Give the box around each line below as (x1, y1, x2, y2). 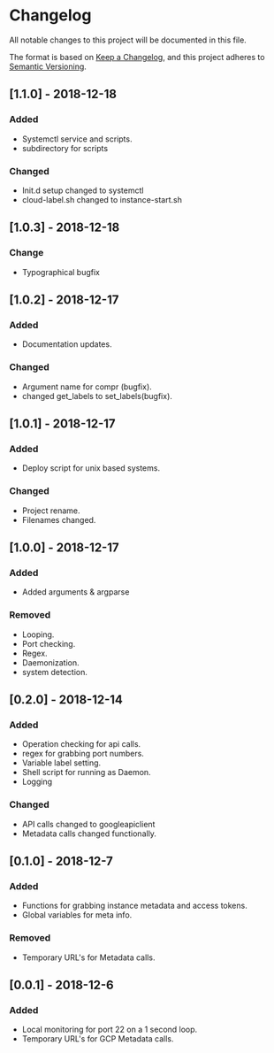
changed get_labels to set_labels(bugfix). (21, 390, 172, 401)
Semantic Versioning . (9, 61, 87, 72)
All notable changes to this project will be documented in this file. (9, 35, 247, 45)
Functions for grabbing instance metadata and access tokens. (21, 900, 247, 911)
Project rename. (21, 505, 81, 516)
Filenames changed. (21, 514, 96, 525)
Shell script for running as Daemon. (21, 767, 152, 778)
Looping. (21, 629, 55, 640)
